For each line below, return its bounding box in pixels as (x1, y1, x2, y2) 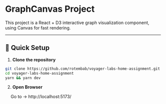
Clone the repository (12, 56, 56, 62)
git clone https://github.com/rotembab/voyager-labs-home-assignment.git (5, 66, 161, 71)
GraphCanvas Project (5, 3, 95, 15)
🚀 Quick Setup (5, 44, 50, 52)
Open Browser (12, 84, 43, 90)
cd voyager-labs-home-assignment (5, 71, 74, 76)
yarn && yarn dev (5, 75, 41, 80)
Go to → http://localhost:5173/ (10, 94, 72, 100)
